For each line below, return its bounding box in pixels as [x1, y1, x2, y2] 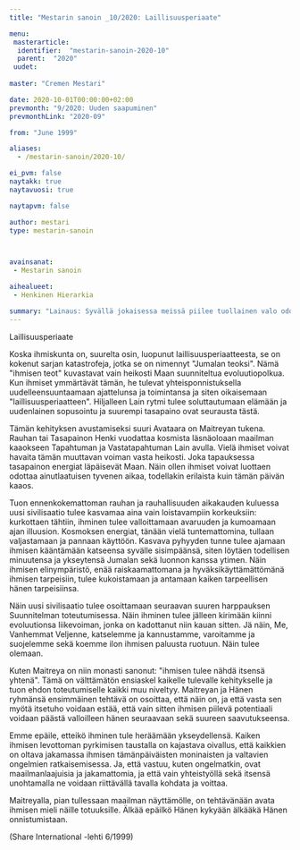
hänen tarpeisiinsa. [9, 582, 79, 593]
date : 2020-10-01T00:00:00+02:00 [9, 95, 134, 104]
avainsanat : [9, 258, 54, 267]
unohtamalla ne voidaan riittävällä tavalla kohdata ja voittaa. [9, 778, 229, 788]
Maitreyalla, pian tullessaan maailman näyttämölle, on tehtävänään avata [9, 795, 275, 805]
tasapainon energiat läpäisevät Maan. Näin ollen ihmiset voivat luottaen [9, 461, 271, 472]
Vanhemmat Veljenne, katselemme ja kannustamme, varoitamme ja [9, 628, 255, 640]
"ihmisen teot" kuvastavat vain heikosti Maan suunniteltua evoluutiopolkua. [9, 368, 286, 378]
